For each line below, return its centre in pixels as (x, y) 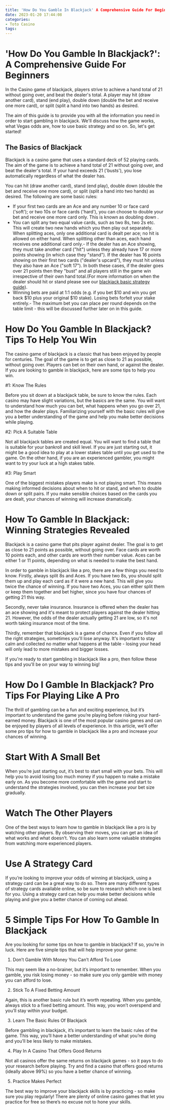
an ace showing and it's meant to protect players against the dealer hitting (83, 612)
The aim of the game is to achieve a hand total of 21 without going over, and (84, 165)
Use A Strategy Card (49, 863)
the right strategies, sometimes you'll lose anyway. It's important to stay (80, 638)
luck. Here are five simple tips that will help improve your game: (71, 950)
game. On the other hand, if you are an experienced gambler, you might (80, 458)
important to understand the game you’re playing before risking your (77, 715)
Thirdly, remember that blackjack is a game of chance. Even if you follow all (84, 633)
